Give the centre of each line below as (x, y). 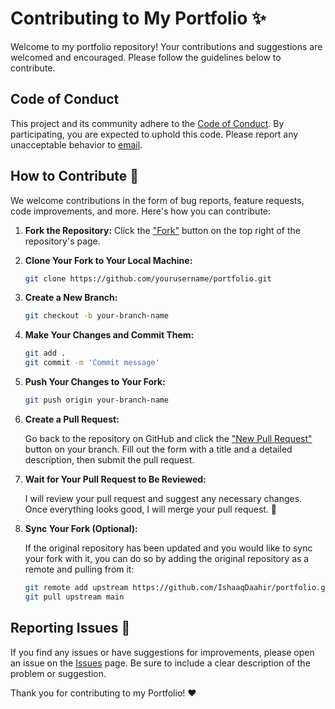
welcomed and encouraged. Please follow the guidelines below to (146, 57)
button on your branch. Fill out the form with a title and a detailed (158, 449)
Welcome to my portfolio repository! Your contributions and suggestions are (166, 46)
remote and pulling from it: (79, 569)
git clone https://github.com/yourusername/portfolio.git (148, 278)
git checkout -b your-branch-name (96, 316)
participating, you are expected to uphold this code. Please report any (154, 134)
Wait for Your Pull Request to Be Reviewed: (115, 479)
